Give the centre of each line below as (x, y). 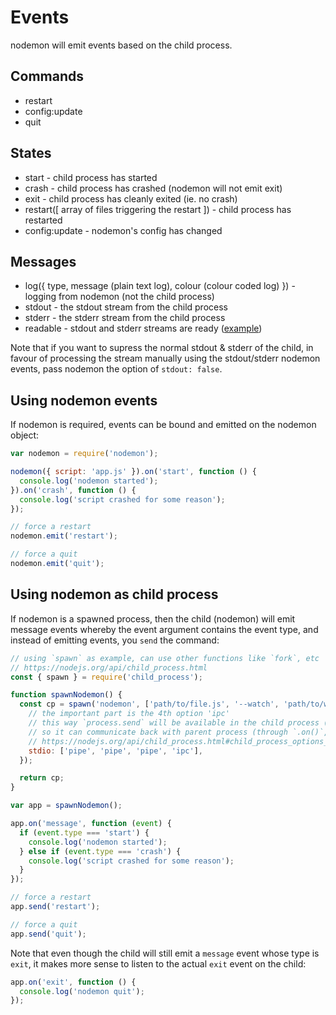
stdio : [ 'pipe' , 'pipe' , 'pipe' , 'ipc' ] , (115, 751)
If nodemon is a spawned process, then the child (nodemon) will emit (153, 618)
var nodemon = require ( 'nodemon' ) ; (84, 454)
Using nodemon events (84, 400)
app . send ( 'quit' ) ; (48, 934)
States (31, 153)
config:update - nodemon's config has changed (123, 230)
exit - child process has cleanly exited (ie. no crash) (131, 198)
